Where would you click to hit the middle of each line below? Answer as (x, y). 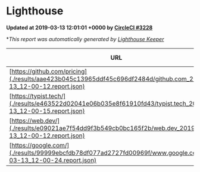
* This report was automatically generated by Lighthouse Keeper (85, 39)
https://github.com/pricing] (49, 71)
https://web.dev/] (36, 121)
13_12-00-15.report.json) (47, 110)
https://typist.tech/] (39, 96)
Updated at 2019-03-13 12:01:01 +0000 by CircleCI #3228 (79, 27)
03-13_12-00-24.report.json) (53, 160)
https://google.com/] (40, 145)
